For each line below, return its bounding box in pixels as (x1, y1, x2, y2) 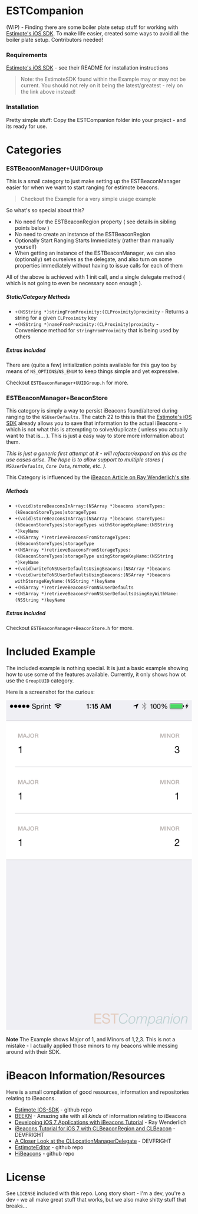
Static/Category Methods (6, 293, 71, 300)
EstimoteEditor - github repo (14, 1143, 84, 1150)
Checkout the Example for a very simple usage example (20, 196, 156, 203)
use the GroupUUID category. (6, 677, 74, 684)
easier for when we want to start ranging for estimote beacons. (6, 184, 159, 191)
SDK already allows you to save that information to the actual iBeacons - (6, 420, 181, 427)
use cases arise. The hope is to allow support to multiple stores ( (6, 456, 164, 463)
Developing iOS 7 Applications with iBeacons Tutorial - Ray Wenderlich (14, 1119, 187, 1126)
